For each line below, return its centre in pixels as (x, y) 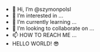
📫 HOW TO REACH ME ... (44, 35)
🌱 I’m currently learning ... (44, 22)
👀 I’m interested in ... (38, 16)
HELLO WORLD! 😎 (35, 44)
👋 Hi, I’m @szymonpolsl (42, 9)
